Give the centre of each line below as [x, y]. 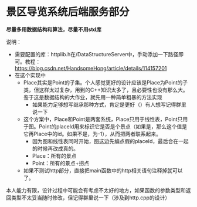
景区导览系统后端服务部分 [68, 12]
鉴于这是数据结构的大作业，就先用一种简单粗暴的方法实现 [93, 97]
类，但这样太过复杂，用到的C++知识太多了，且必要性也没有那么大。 [106, 90]
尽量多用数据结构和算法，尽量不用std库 [54, 29]
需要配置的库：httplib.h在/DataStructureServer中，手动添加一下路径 [96, 54]
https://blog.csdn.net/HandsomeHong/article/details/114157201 [91, 68]
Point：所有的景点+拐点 [61, 163]
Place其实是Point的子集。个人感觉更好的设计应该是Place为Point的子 [106, 82]
